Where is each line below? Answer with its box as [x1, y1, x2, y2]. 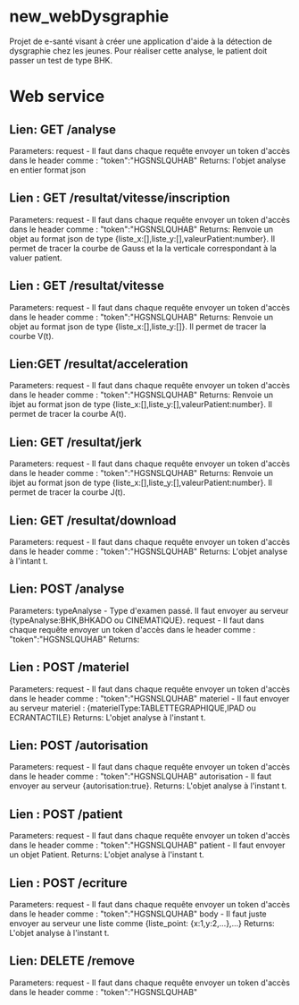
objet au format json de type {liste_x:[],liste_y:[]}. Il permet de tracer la [9, 320, 267, 332]
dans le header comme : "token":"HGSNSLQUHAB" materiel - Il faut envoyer [9, 693, 290, 703]
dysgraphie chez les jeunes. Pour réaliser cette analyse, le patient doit [9, 45, 268, 55]
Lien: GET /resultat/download [9, 513, 177, 528]
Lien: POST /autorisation [9, 738, 149, 754]
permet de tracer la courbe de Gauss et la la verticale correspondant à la [9, 243, 277, 253]
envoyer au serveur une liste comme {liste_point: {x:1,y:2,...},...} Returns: [9, 918, 275, 929]
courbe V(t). [9, 330, 54, 341]
